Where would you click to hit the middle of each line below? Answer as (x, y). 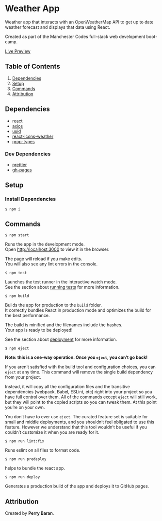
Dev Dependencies (28, 154)
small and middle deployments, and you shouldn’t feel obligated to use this (80, 422)
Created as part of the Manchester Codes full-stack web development (75, 37)
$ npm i (13, 209)
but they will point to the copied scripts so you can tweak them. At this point (81, 402)
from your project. (23, 377)
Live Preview (18, 51)
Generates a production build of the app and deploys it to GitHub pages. (77, 486)
